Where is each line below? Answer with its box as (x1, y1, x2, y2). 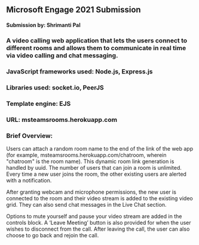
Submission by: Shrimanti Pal (6, 21, 81, 29)
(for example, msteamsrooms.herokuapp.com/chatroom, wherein (6, 151, 167, 158)
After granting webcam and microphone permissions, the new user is (6, 188, 176, 195)
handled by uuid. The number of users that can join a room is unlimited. (6, 164, 182, 171)
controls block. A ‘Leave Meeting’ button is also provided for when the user (6, 219, 191, 226)
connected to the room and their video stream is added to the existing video (6, 194, 193, 202)
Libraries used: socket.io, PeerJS (6, 83, 105, 91)
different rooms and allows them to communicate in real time (6, 44, 186, 52)
